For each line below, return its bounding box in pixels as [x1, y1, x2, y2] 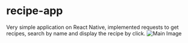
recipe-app [6, 4, 63, 18]
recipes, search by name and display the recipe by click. [6, 29, 146, 37]
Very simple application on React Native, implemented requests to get [6, 24, 179, 31]
